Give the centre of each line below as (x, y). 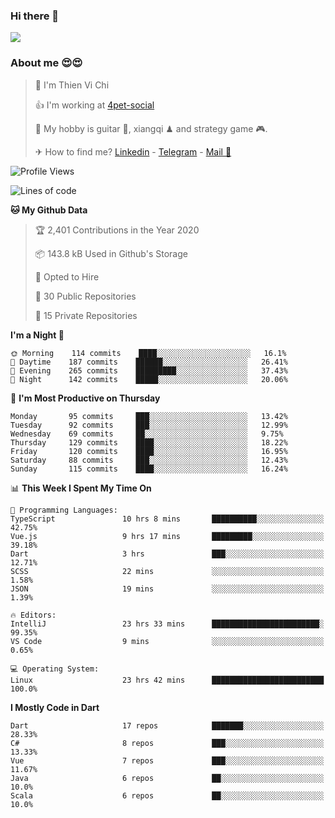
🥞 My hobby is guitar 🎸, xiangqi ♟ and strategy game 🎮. (151, 128)
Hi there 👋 (35, 16)
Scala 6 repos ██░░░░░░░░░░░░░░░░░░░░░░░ (167, 795)
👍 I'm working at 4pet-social (94, 105)
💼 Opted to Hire (67, 276)
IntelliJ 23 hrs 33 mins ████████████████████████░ (167, 624)
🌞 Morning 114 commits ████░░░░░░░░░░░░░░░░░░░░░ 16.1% (148, 353)
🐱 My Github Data (49, 210)
